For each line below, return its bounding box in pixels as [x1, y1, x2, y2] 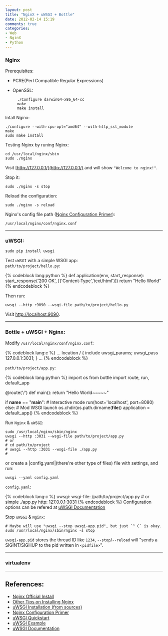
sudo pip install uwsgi [5, 249, 55, 254]
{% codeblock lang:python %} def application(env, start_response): [5, 273, 144, 279]
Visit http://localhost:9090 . [5, 311, 60, 317]
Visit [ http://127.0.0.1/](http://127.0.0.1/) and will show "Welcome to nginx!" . [5, 165, 158, 171]
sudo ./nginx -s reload [5, 202, 55, 208]
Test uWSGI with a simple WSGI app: [5, 258, 78, 264]
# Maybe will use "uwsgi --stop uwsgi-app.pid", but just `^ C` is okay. [5, 523, 162, 529]
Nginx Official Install [12, 593, 54, 599]
